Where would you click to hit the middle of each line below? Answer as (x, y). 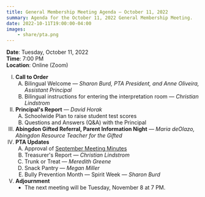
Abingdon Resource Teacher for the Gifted (69, 136)
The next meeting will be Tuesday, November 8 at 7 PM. (95, 188)
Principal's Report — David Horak (59, 110)
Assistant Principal (48, 90)
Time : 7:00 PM (25, 59)
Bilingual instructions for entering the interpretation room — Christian (111, 97)
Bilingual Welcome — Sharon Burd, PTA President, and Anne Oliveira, (112, 84)
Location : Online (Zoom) (37, 65)
